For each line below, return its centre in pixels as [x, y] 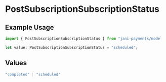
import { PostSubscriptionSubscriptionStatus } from [61, 39]
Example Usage [30, 27]
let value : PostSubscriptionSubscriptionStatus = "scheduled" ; [72, 47]
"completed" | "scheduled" [33, 74]
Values [16, 63]
